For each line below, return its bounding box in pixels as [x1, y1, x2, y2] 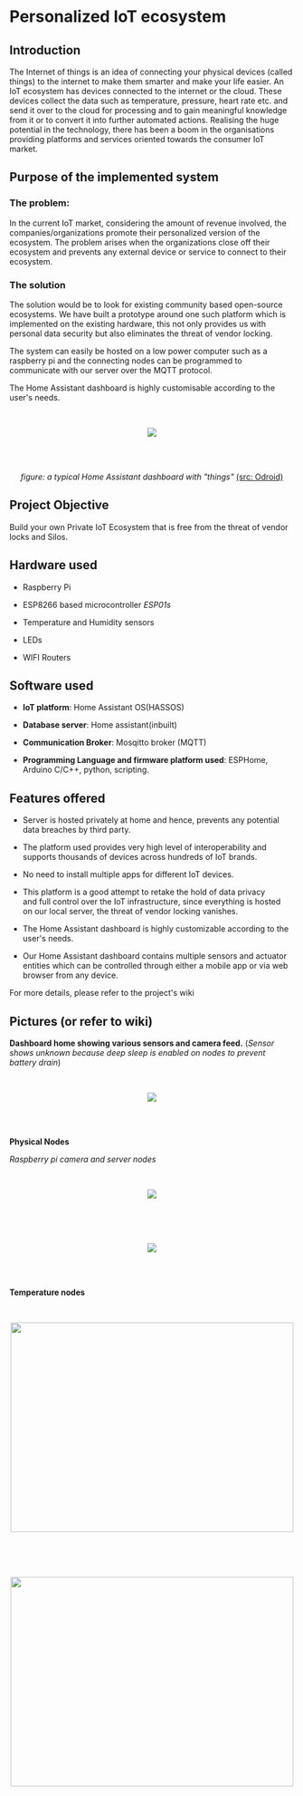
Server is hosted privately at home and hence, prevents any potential [22, 815, 280, 826]
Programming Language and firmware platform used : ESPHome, [22, 755, 269, 766]
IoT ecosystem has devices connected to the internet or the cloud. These [9, 86, 282, 96]
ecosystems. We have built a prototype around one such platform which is [9, 308, 287, 319]
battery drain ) [9, 1057, 62, 1068]
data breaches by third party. [22, 825, 131, 835]
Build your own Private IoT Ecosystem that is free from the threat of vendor [9, 521, 289, 532]
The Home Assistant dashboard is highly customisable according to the [9, 382, 276, 393]
